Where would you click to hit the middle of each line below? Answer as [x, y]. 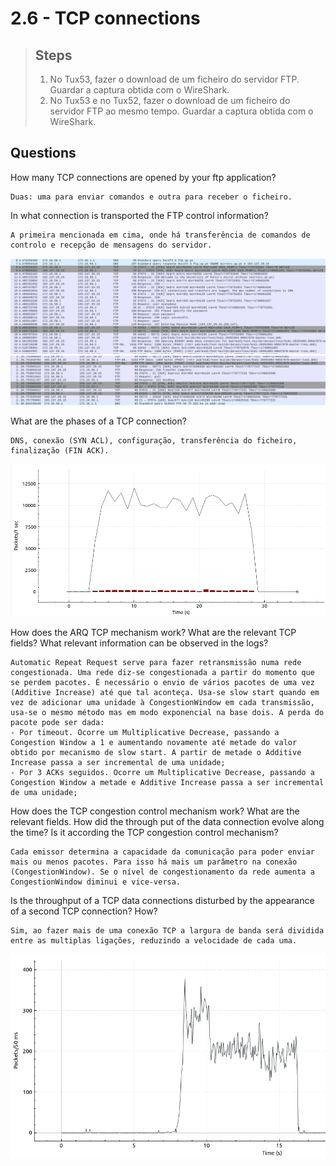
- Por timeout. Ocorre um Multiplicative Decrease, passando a [145, 732]
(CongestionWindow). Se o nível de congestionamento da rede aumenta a [162, 872]
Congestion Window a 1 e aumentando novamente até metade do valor [154, 742]
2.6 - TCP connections [105, 18]
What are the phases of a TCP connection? [98, 421]
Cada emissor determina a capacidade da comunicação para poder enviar [162, 852]
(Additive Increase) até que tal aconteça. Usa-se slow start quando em [165, 692]
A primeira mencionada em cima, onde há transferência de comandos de [160, 235]
